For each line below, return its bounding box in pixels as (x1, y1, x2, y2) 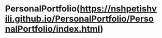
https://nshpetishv (79, 3, 157, 14)
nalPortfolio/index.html (5, 24, 101, 34)
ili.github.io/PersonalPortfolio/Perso (5, 13, 154, 24)
